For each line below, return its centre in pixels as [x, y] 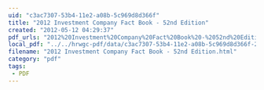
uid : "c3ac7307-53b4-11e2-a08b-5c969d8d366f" [84, 15]
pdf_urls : [24, 37]
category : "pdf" [35, 59]
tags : [17, 67]
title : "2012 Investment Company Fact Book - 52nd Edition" [109, 23]
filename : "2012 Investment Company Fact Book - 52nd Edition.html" [123, 52]
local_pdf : [26, 45]
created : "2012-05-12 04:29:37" [61, 30]
